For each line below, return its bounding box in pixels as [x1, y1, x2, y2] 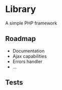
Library [5, 3, 36, 15]
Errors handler [12, 58, 43, 64]
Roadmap [5, 34, 36, 43]
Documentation [12, 47, 45, 53]
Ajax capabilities [12, 53, 47, 59]
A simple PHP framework [5, 20, 57, 26]
